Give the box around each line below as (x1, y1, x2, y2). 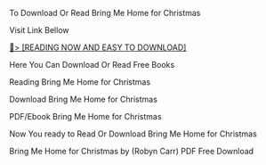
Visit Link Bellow (9, 25, 69, 35)
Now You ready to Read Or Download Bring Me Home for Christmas (9, 128, 258, 139)
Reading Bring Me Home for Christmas (9, 77, 151, 87)
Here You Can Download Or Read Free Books (9, 60, 175, 70)
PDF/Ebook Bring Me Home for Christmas (9, 111, 162, 121)
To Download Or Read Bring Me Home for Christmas (9, 8, 201, 18)
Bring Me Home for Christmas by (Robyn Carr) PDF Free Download (9, 146, 254, 156)
